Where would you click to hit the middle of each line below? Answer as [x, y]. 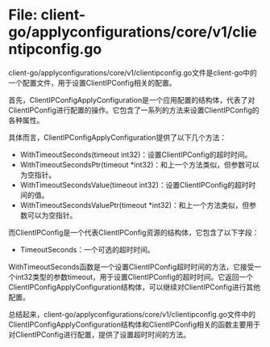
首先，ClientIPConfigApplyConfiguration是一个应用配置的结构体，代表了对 [132, 99]
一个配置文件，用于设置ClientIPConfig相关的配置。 [92, 83]
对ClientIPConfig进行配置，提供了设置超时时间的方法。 [100, 334]
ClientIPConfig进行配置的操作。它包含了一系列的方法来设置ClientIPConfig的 [134, 110]
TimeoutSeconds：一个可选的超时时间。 [87, 249]
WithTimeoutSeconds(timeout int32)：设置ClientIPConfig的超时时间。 [136, 154]
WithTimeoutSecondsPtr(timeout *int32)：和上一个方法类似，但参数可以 [139, 164]
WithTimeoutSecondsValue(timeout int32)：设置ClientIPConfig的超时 [134, 184]
